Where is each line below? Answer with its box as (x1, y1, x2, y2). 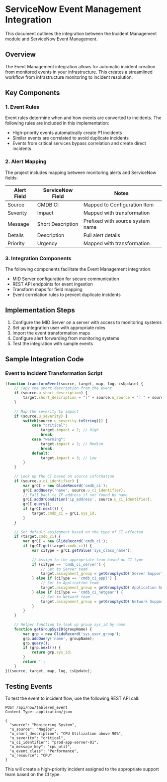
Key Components (5, 89, 60, 97)
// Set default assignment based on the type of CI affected (14, 529, 143, 534)
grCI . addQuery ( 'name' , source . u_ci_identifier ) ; (23, 487, 126, 493)
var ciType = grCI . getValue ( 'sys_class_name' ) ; (31, 548, 133, 553)
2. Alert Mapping (5, 158, 47, 165)
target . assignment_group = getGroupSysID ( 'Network (40, 599, 148, 604)
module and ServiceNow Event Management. (5, 36, 98, 42)
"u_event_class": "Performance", (9, 749, 79, 754)
